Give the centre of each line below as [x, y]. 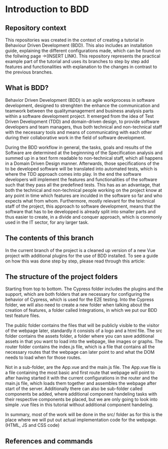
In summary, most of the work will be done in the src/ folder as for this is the [84, 415]
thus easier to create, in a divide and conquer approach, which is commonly [83, 217]
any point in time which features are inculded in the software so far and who [84, 196]
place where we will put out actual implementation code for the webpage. [81, 420]
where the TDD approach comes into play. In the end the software [73, 174]
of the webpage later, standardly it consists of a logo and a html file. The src [84, 331]
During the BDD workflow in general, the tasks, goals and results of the [78, 147]
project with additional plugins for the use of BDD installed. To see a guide [82, 255]
